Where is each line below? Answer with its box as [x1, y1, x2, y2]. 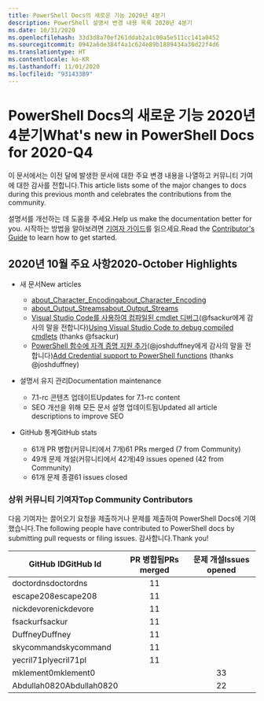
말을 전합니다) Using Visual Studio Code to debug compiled [46, 323, 234, 332]
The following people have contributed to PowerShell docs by [35, 523, 235, 532]
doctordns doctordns [12, 577, 88, 588]
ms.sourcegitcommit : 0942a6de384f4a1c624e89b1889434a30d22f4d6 [8, 41, 220, 49]
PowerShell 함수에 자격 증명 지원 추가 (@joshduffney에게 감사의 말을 [31, 341, 244, 350]
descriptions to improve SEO [31, 411, 124, 421]
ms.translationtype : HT [8, 48, 86, 56]
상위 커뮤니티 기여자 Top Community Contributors [8, 494, 193, 505]
